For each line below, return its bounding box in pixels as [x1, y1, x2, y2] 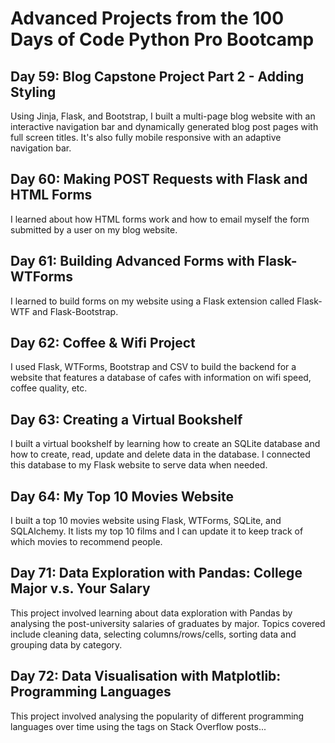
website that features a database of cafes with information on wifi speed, [10, 372, 312, 384]
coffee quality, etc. [10, 382, 88, 394]
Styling [10, 83, 57, 101]
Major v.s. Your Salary [10, 580, 151, 597]
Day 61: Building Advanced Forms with [10, 253, 255, 270]
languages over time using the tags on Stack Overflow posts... [10, 720, 267, 732]
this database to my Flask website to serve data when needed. [10, 459, 268, 471]
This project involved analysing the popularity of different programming [10, 710, 305, 722]
